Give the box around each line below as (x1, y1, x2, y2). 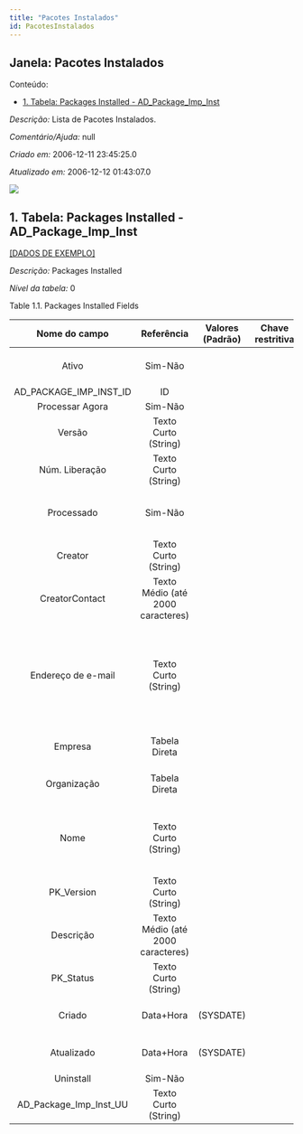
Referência (141, 327, 189, 340)
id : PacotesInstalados (9, 22, 95, 31)
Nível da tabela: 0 (9, 283, 76, 294)
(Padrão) (202, 333, 242, 346)
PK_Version (49, 886, 97, 899)
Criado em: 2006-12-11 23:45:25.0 (9, 149, 137, 160)
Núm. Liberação (39, 464, 106, 476)
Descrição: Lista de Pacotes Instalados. (9, 114, 156, 125)
